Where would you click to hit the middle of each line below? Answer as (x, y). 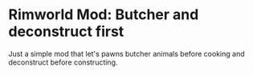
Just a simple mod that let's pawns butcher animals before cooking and (126, 53)
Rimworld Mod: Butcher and (104, 15)
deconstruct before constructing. (63, 62)
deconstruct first (66, 32)
